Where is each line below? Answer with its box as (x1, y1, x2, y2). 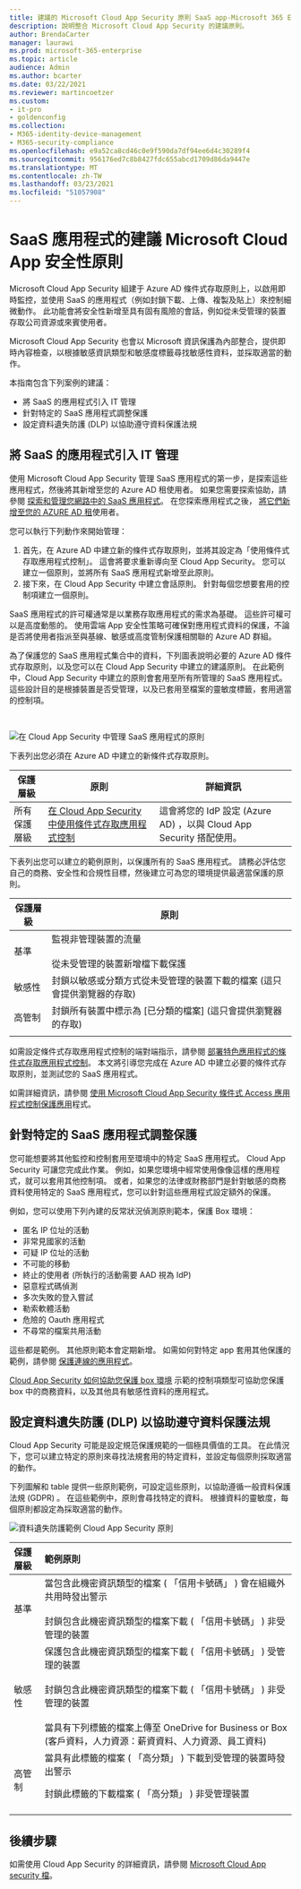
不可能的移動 (21, 1258, 70, 1269)
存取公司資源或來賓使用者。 (9, 316, 112, 327)
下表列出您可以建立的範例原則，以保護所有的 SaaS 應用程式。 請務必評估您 (9, 856, 287, 867)
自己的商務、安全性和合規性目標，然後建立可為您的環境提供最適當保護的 (9, 867, 276, 878)
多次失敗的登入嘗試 (21, 1291, 94, 1302)
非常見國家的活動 (21, 1236, 86, 1246)
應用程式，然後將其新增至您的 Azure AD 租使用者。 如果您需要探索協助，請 (9, 484, 287, 495)
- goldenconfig (9, 113, 66, 122)
